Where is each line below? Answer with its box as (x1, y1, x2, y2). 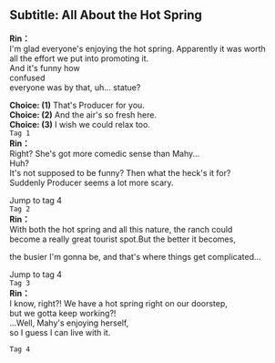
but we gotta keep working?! (9, 307, 117, 318)
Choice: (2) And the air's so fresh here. (9, 109, 158, 120)
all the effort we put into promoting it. (9, 53, 149, 64)
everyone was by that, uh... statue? (9, 81, 141, 93)
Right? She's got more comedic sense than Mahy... (9, 148, 200, 159)
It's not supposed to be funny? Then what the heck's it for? (9, 167, 231, 178)
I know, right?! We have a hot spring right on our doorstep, (9, 297, 228, 308)
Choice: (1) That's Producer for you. (9, 99, 146, 110)
